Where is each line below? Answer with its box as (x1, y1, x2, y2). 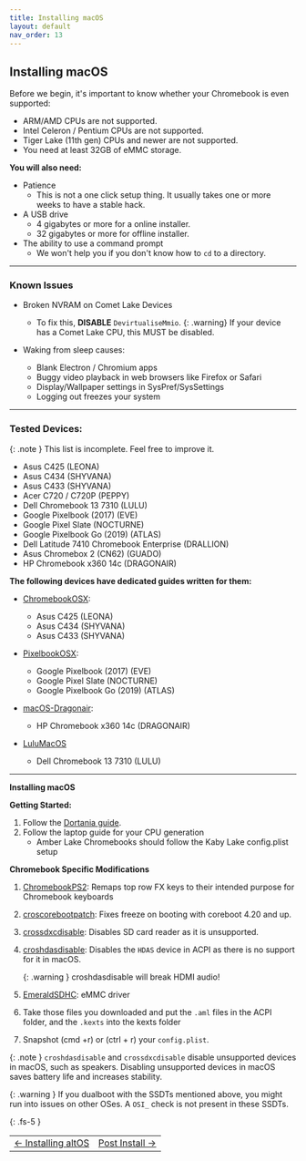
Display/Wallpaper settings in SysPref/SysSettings (36, 382, 225, 393)
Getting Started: (9, 799, 72, 810)
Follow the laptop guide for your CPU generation (22, 827, 205, 837)
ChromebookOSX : (22, 593, 91, 604)
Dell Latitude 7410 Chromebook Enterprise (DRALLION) (22, 539, 229, 550)
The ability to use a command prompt (22, 238, 164, 249)
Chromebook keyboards (22, 890, 114, 902)
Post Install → (98, 1136, 157, 1149)
